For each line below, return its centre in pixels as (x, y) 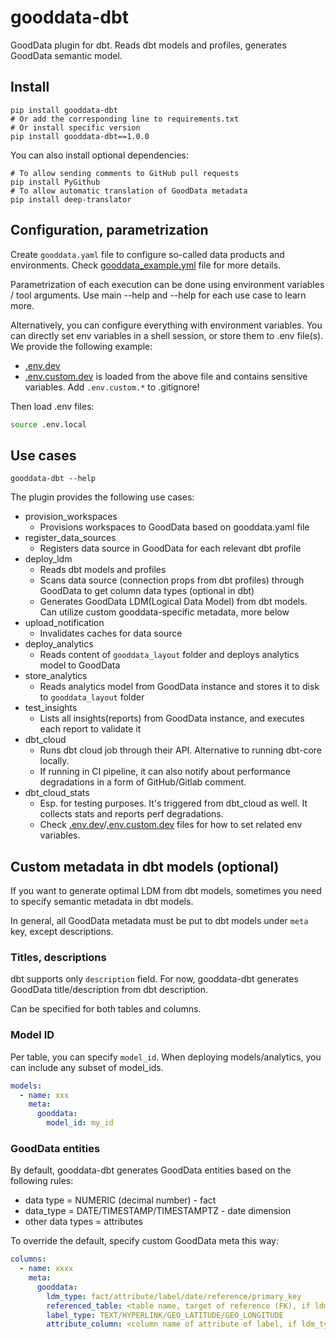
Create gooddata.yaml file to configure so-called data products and (147, 254)
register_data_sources (70, 538)
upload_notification (64, 623)
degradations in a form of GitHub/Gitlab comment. (143, 782)
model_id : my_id (80, 1123)
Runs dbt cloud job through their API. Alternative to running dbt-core (181, 750)
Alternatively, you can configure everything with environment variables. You (166, 325)
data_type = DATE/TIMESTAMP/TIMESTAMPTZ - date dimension (158, 1211)
